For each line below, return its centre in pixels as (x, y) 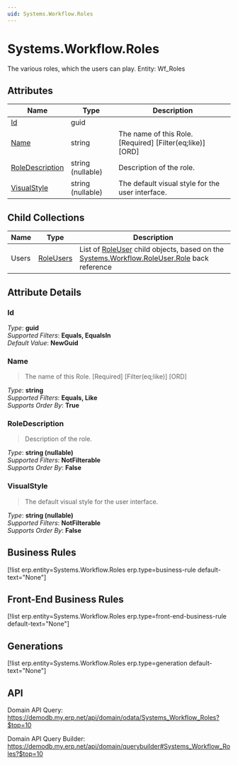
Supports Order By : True (44, 405)
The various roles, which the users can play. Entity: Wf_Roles (96, 69)
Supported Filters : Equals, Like (52, 398)
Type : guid (23, 328)
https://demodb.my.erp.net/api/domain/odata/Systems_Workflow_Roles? (113, 718)
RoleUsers (55, 258)
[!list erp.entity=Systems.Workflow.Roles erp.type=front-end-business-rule (117, 616)
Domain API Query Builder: (46, 739)
